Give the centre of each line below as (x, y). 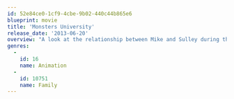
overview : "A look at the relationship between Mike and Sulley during (113, 40)
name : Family (39, 85)
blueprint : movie (32, 20)
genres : (18, 46)
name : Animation (44, 66)
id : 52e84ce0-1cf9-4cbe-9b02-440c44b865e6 (70, 14)
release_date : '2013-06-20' (48, 33)
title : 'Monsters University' (51, 26)
